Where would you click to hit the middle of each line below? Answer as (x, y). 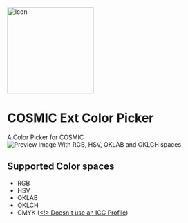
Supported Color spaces (61, 167)
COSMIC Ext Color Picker (81, 118)
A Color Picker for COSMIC (46, 137)
